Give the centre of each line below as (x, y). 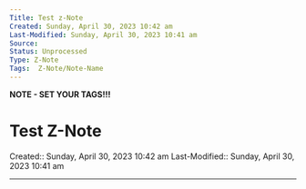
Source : (24, 43)
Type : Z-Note (34, 60)
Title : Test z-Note (46, 18)
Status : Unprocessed (49, 52)
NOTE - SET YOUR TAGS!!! (60, 94)
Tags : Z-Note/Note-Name (56, 69)
